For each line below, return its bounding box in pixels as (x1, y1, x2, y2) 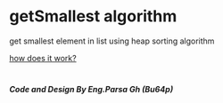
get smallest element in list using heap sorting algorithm (9, 36, 215, 46)
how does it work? (9, 52, 78, 63)
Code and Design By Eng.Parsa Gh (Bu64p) (9, 84, 174, 95)
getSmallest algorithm (9, 6, 178, 27)
